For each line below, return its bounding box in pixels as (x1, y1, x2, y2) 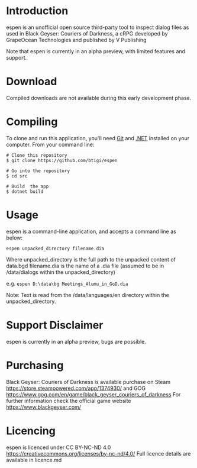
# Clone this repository (6, 152, 67, 158)
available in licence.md (6, 456, 62, 463)
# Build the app (6, 183, 49, 189)
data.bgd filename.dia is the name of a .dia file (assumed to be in (6, 262, 164, 269)
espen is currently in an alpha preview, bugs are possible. (6, 338, 146, 345)
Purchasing (6, 359, 64, 372)
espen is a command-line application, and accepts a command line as (6, 228, 176, 235)
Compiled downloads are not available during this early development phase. (6, 94, 192, 101)
